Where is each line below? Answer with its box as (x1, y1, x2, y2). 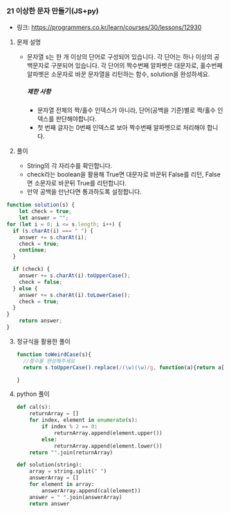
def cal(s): (16, 404, 51, 411)
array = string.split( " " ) (29, 468, 107, 475)
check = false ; (19, 278, 63, 285)
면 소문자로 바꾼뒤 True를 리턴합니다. (26, 179, 127, 187)
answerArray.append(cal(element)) (41, 487, 141, 494)
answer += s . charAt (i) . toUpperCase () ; (19, 272, 131, 279)
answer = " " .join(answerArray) (29, 494, 122, 501)
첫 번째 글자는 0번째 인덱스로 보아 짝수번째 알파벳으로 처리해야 (37, 124, 205, 132)
